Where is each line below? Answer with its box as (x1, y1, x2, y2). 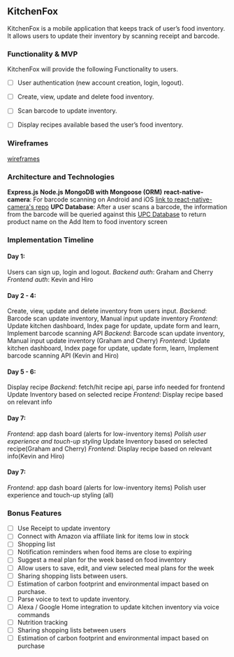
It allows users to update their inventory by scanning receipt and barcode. (7, 31, 220, 40)
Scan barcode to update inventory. (17, 106, 117, 115)
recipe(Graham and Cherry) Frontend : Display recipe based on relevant (7, 444, 212, 453)
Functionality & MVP (7, 49, 78, 59)
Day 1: (7, 252, 26, 261)
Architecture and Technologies (7, 171, 115, 181)
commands (17, 610, 50, 619)
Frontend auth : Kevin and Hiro (7, 276, 94, 284)
